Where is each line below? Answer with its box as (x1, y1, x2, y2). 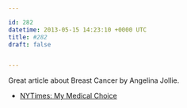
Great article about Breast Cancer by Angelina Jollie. (8, 76, 180, 85)
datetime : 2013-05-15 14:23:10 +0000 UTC (8, 25, 147, 34)
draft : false (8, 40, 52, 48)
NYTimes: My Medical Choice (19, 91, 117, 101)
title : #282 (8, 33, 48, 41)
